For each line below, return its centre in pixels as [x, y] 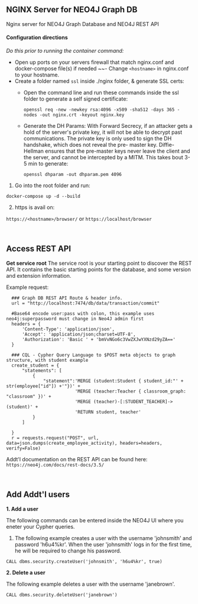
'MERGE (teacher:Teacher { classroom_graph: [130, 391]
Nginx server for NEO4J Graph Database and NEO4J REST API [83, 24]
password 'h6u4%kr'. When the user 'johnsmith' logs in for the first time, [103, 544]
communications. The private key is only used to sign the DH [98, 139]
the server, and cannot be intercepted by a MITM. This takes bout [103, 158]
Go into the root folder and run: [52, 185]
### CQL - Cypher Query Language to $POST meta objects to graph [94, 355]
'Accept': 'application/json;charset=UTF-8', [79, 334]
